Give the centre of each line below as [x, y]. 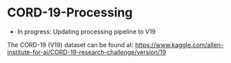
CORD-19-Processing [70, 13]
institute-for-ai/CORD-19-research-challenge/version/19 [87, 52]
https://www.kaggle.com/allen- [179, 45]
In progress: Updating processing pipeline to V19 [87, 32]
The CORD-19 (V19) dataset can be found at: [70, 45]
